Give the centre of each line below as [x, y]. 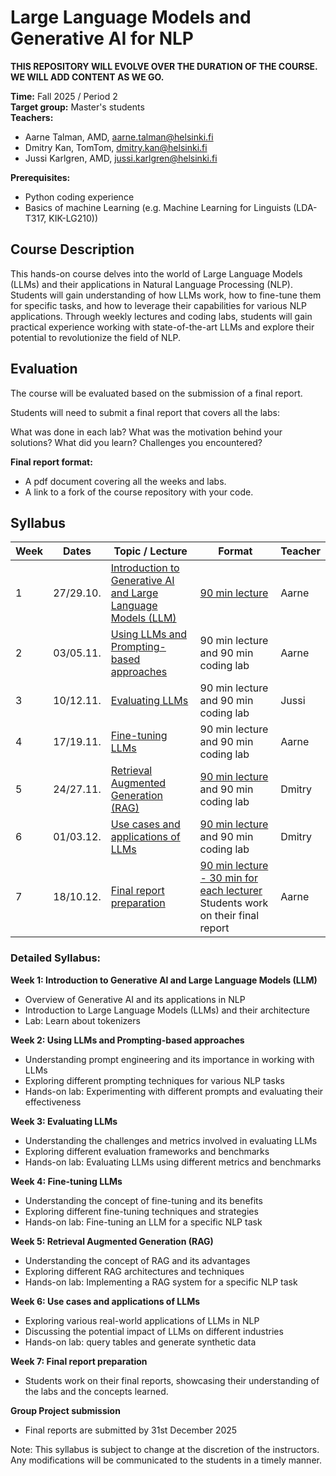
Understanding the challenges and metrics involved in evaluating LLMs [171, 1140]
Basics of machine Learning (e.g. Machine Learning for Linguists [158, 207]
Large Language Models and [131, 17]
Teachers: [32, 117]
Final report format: [51, 462]
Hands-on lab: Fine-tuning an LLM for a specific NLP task [143, 1222]
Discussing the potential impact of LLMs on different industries [154, 1331]
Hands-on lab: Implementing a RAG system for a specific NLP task [161, 1282]
